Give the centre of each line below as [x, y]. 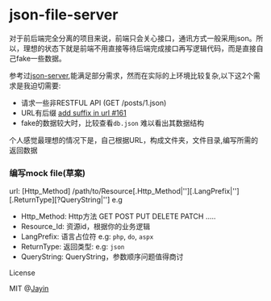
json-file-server [64, 15]
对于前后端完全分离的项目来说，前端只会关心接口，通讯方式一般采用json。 [133, 38]
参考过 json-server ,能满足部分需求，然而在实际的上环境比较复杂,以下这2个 [131, 75]
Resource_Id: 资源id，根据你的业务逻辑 [85, 227]
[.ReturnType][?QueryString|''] [60, 200]
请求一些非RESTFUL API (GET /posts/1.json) [94, 102]
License [22, 273]
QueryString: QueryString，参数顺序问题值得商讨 [102, 257]
